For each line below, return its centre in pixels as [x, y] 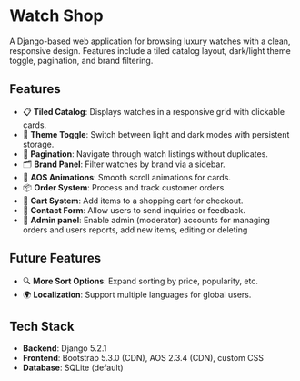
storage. [38, 144]
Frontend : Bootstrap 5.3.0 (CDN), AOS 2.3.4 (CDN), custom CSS [143, 358]
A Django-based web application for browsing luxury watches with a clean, [150, 41]
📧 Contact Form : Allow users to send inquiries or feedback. [134, 210]
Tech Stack [42, 326]
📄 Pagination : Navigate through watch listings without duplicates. [145, 154]
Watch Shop [56, 16]
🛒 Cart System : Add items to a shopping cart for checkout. [133, 201]
